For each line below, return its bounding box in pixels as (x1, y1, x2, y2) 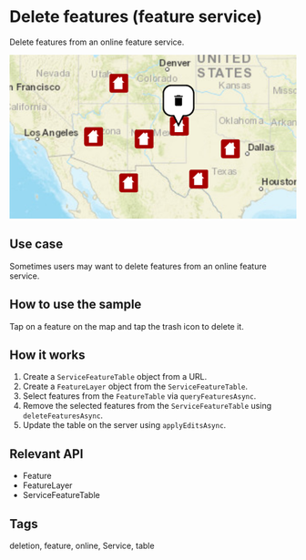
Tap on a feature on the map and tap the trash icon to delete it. (9, 321, 244, 331)
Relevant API (9, 446, 84, 462)
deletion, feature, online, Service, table (9, 540, 155, 551)
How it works (9, 347, 86, 362)
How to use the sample (9, 297, 142, 312)
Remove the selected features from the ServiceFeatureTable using (22, 401, 271, 412)
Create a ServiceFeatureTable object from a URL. (22, 372, 208, 382)
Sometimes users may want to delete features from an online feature (9, 260, 267, 271)
